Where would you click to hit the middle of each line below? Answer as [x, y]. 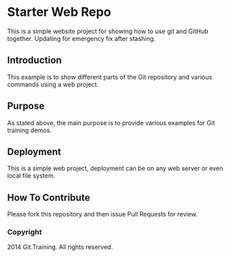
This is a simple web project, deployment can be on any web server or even [115, 168]
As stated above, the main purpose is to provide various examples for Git [111, 122]
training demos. [29, 130]
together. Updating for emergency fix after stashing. [81, 38]
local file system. [31, 176]
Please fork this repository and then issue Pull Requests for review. [103, 214]
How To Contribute [49, 197]
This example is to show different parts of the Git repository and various [110, 77]
